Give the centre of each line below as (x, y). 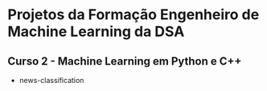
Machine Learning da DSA (96, 32)
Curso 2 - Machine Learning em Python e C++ (125, 61)
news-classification (51, 80)
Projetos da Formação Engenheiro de (133, 15)
